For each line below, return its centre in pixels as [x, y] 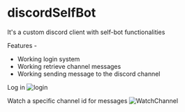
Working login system [49, 59]
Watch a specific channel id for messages [67, 101]
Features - [22, 45]
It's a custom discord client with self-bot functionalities [86, 32]
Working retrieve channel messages [69, 66]
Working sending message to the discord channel [89, 74]
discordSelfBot [52, 13]
